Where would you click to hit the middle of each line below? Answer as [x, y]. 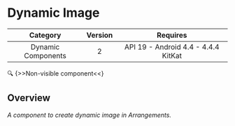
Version [100, 35]
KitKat [172, 55]
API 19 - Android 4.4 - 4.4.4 [172, 47]
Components [45, 55]
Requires [172, 35]
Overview [29, 98]
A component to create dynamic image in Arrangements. [89, 115]
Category [45, 35]
